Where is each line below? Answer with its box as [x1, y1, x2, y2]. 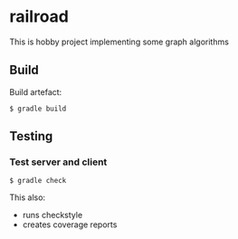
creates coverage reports [22, 219, 118, 230]
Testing [9, 129, 53, 144]
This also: [9, 192, 46, 203]
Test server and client [9, 156, 108, 168]
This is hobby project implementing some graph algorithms [9, 36, 229, 47]
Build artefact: [9, 86, 62, 97]
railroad [9, 6, 70, 27]
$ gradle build [9, 104, 67, 113]
